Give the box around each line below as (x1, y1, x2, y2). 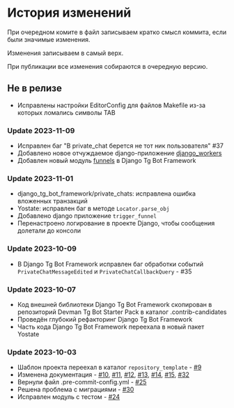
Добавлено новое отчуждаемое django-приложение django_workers (17, 149, 222, 157)
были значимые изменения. (7, 35, 91, 43)
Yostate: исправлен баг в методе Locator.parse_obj (17, 204, 170, 213)
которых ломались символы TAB (17, 108, 116, 116)
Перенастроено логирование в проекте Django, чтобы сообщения (17, 219, 215, 228)
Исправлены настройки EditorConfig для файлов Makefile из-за (17, 101, 206, 109)
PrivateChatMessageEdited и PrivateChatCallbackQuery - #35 (17, 267, 192, 276)
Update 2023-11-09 (7, 125, 75, 135)
